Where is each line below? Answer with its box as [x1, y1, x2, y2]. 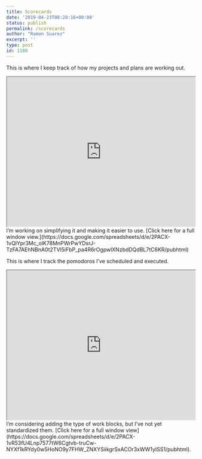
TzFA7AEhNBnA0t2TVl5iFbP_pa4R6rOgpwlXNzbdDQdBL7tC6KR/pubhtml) [6, 246, 189, 253]
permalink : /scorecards [6, 25, 66, 32]
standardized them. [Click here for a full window [6, 426, 125, 434]
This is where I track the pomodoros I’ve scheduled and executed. [6, 257, 169, 265]
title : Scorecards [6, 8, 52, 15]
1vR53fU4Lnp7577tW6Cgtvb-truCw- [6, 439, 97, 446]
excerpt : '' [6, 37, 36, 42]
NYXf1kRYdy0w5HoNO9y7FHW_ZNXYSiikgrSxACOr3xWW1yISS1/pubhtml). [6, 445, 191, 452]
